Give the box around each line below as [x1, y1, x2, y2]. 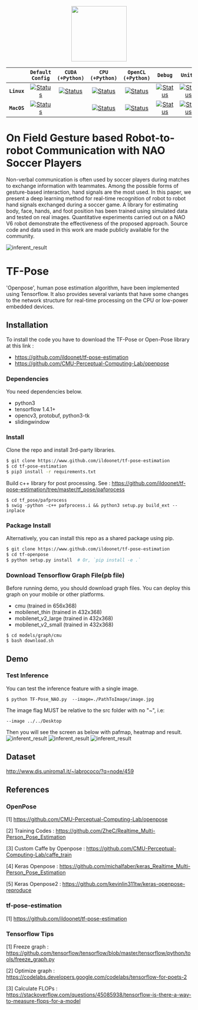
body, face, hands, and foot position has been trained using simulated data [6, 207, 188, 215]
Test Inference [6, 671, 49, 680]
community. [6, 232, 35, 239]
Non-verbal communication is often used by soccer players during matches [6, 176, 190, 183]
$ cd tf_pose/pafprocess [6, 497, 67, 503]
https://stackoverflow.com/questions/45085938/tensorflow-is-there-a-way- [6, 991, 192, 998]
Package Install [6, 521, 51, 530]
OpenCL [127, 69, 146, 76]
